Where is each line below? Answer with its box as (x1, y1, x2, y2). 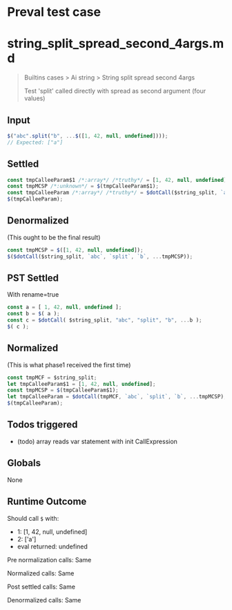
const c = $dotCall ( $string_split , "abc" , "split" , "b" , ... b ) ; (7, 317, 202, 324)
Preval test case (7, 4, 101, 20)
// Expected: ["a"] (7, 139, 64, 146)
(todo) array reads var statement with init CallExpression (17, 437, 178, 445)
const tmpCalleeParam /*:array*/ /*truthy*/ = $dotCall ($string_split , (7, 190, 217, 196)
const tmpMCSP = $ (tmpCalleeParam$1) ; (7, 387, 119, 394)
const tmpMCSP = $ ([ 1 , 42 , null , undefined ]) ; (7, 246, 144, 253)
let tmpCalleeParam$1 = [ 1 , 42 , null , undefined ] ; (7, 380, 156, 387)
